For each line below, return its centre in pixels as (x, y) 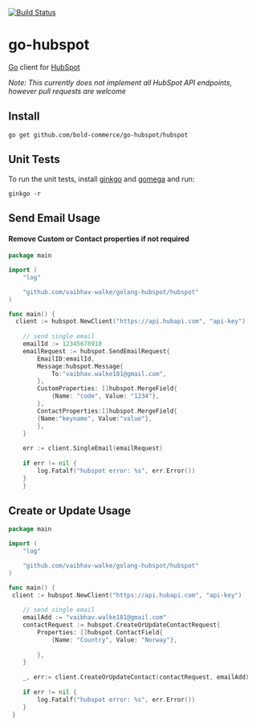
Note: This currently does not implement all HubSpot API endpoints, (120, 82)
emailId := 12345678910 (63, 344)
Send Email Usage (55, 218)
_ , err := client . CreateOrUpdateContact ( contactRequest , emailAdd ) (136, 677)
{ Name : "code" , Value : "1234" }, (105, 396)
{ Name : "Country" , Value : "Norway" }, (114, 640)
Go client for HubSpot (44, 67)
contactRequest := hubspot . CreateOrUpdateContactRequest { (122, 625)
